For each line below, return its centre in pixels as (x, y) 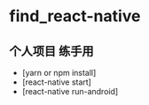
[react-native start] (56, 82)
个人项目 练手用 (51, 51)
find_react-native (75, 16)
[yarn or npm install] (59, 73)
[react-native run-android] (70, 91)
